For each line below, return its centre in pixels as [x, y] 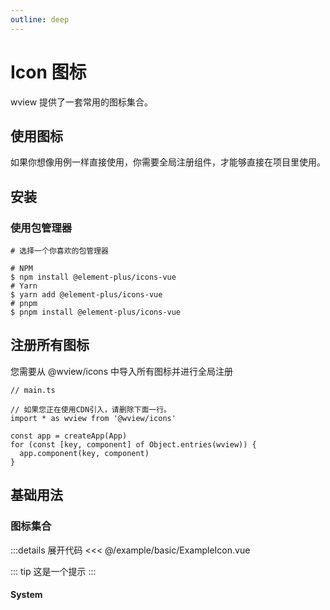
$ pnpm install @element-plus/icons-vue [96, 312]
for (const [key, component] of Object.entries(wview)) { [133, 444]
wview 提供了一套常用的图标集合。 [82, 102]
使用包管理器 [41, 228]
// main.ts [33, 390]
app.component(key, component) [84, 453]
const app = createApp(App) [69, 436]
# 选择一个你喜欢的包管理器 [60, 251]
